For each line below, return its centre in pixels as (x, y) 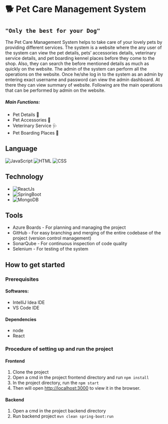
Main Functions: (23, 102)
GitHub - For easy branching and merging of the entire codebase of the (87, 233)
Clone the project (31, 372)
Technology (24, 177)
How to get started (35, 265)
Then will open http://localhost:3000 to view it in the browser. (76, 388)
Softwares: (17, 291)
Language (21, 149)
